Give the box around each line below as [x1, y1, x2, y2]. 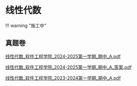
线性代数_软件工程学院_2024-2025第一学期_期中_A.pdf [5, 53, 121, 59]
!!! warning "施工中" [5, 22, 47, 28]
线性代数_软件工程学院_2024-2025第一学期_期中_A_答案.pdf [5, 64, 132, 70]
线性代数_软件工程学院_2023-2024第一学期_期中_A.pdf [5, 75, 121, 81]
